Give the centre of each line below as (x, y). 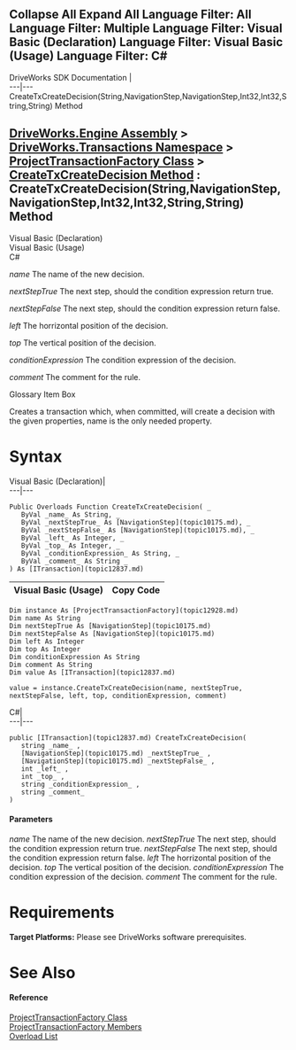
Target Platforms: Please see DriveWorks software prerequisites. (128, 937)
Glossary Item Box (42, 394)
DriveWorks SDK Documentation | (71, 77)
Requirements (62, 912)
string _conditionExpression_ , (80, 784)
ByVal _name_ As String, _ (71, 514)
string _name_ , (51, 745)
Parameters (31, 820)
